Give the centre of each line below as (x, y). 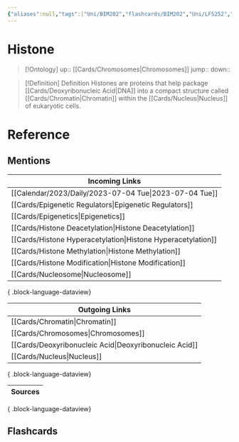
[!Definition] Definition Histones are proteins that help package (116, 83)
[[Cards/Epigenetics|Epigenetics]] (68, 216)
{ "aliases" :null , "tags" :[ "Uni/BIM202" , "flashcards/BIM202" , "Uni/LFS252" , (119, 14)
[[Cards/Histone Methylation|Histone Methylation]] (96, 251)
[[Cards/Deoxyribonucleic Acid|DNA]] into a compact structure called (127, 91)
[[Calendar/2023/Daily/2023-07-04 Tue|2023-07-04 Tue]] (115, 193)
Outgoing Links (105, 309)
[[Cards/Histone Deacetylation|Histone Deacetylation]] (103, 228)
